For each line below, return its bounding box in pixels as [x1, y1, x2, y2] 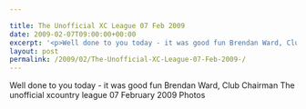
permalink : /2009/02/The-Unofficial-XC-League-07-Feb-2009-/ [9, 55, 247, 64]
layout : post [9, 46, 59, 55]
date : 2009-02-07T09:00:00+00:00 [9, 29, 137, 39]
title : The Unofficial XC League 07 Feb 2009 [9, 21, 185, 30]
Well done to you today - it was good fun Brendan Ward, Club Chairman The [9, 80, 295, 91]
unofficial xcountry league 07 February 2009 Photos [9, 90, 206, 101]
